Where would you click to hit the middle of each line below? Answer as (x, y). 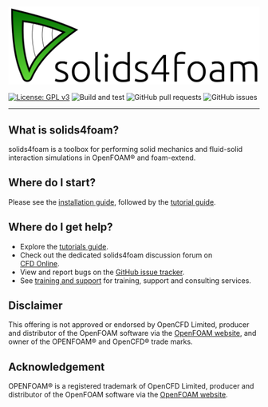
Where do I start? (52, 183)
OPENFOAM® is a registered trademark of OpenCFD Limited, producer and (131, 386)
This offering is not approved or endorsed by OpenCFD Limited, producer (129, 325)
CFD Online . (39, 263)
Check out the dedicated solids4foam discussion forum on (116, 255)
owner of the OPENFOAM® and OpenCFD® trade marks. (100, 341)
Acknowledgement (57, 367)
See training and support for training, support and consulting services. (135, 280)
